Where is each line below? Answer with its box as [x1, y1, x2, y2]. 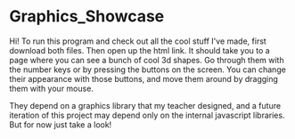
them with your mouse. [9, 83, 94, 94]
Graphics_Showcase [9, 6, 165, 27]
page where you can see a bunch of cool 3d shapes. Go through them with [9, 54, 284, 65]
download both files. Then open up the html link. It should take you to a [9, 45, 270, 55]
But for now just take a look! [9, 119, 112, 130]
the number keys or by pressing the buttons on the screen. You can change [9, 64, 287, 75]
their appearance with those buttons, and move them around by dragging [9, 73, 279, 84]
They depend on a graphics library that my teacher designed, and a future [9, 100, 282, 110]
